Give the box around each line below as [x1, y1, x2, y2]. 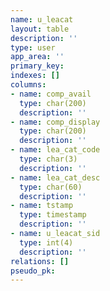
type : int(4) [19, 237, 74, 248]
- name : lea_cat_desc [10, 172, 101, 183]
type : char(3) [19, 154, 78, 164]
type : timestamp [19, 210, 87, 220]
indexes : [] [10, 71, 60, 81]
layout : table [10, 24, 70, 34]
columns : [10, 80, 47, 90]
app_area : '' [10, 52, 65, 62]
